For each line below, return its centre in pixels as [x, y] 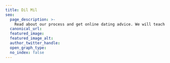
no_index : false [27, 52]
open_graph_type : [28, 48]
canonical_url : [26, 29]
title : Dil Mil [21, 10]
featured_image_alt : [32, 39]
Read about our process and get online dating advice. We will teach [90, 24]
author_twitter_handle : [35, 43]
